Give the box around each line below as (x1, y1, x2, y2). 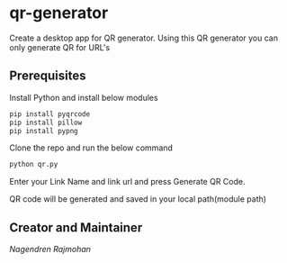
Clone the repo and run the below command (9, 142, 174, 153)
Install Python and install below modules (9, 92, 159, 103)
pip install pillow (9, 118, 83, 127)
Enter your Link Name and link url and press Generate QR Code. (9, 177, 246, 187)
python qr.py (9, 160, 58, 169)
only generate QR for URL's (9, 41, 111, 52)
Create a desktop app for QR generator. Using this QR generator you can (9, 32, 279, 43)
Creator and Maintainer (9, 220, 143, 235)
